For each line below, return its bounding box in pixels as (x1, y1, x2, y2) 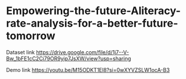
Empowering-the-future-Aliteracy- (6, 4, 181, 18)
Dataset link (6, 48, 35, 55)
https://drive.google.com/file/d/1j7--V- (36, 48, 129, 55)
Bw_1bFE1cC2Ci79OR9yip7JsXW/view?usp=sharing (6, 55, 132, 62)
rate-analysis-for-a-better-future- (6, 17, 178, 30)
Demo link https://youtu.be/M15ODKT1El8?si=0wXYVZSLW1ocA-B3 (6, 66, 170, 73)
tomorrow (6, 29, 56, 42)
